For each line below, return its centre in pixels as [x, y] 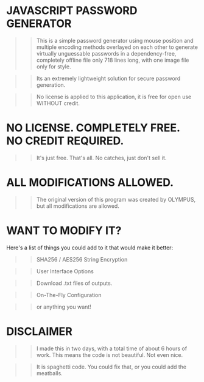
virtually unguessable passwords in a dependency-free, [106, 53]
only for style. [54, 66]
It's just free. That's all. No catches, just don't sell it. [101, 158]
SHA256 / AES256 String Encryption [82, 259]
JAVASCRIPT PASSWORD [72, 11]
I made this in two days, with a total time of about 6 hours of [112, 348]
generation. [51, 85]
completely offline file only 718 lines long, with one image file [113, 60]
